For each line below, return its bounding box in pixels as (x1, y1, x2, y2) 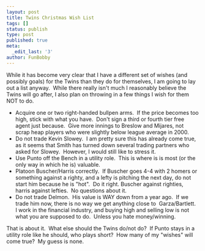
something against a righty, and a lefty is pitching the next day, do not (15, 173, 192, 181)
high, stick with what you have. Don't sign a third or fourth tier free (15, 115, 185, 123)
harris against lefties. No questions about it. (15, 187, 127, 194)
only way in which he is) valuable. (15, 161, 101, 168)
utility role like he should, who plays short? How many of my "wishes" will (6, 231, 193, 238)
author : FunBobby (6, 54, 51, 60)
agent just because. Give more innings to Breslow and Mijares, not (15, 122, 184, 129)
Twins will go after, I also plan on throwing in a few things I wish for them (6, 90, 190, 98)
